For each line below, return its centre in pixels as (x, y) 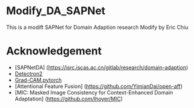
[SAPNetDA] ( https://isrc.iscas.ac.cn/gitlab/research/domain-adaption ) (101, 67)
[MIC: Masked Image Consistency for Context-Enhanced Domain (94, 92)
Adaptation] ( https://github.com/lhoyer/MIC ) (69, 99)
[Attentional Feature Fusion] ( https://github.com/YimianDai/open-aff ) (98, 86)
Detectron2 (28, 73)
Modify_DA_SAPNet (56, 11)
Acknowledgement (54, 51)
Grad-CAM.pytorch (38, 80)
